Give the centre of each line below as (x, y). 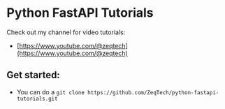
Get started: (33, 75)
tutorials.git (37, 99)
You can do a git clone (51, 92)
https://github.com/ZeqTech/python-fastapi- (153, 92)
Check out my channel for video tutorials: (66, 32)
